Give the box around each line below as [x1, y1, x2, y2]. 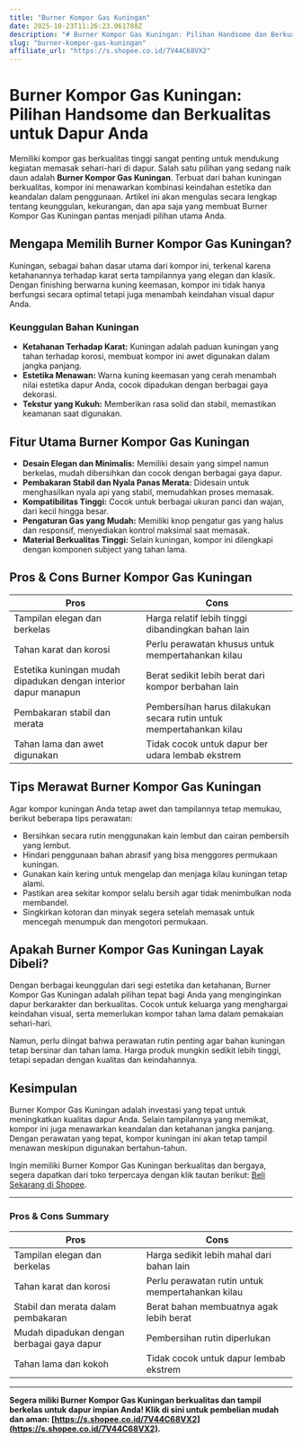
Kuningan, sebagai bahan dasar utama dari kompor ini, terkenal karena [9, 260, 271, 270]
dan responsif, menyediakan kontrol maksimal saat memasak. [22, 525, 250, 536]
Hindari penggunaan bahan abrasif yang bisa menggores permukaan [22, 849, 278, 860]
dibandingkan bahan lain [146, 623, 250, 635]
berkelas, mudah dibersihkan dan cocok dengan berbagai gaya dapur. [22, 467, 282, 478]
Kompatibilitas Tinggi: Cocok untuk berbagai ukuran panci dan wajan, [22, 496, 285, 507]
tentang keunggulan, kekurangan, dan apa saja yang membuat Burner [9, 201, 268, 212]
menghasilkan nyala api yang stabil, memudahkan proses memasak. [22, 486, 275, 497]
